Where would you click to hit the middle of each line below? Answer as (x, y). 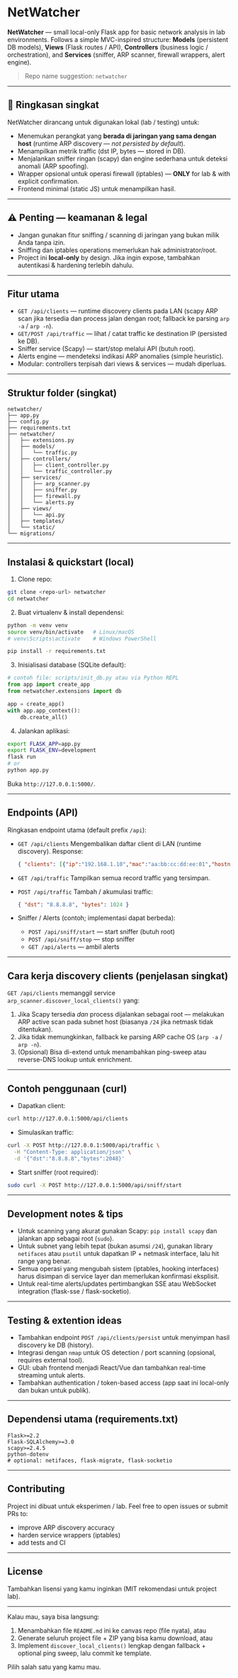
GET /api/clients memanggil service (61, 993)
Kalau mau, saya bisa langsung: (53, 1616)
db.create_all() (44, 717)
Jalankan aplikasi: (44, 731)
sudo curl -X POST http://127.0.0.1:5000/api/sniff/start (95, 1185)
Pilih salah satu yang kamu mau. (54, 1667)
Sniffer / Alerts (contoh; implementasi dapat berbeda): (96, 918)
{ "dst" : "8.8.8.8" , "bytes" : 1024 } (73, 904)
